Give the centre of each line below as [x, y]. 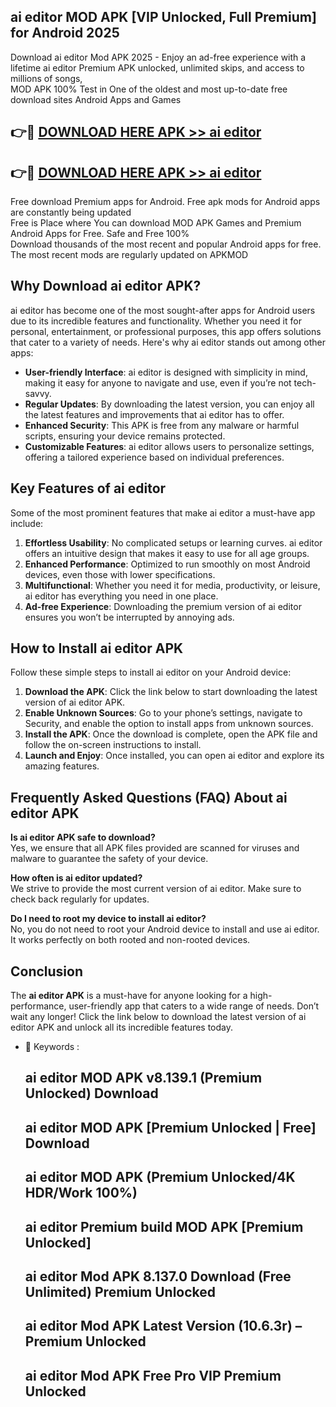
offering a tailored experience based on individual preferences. [154, 457]
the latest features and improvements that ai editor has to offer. [154, 414]
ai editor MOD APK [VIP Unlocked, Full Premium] [163, 17]
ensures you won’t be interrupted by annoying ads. [129, 617]
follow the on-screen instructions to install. [113, 745]
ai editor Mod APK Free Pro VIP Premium [153, 1375]
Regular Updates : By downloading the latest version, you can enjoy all [169, 404]
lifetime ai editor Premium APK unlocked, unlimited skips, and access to [157, 67]
